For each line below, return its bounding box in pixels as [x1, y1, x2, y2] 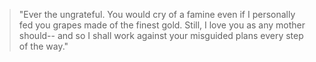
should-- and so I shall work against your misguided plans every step [18, 30, 304, 41]
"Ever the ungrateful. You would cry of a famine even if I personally [18, 9, 296, 20]
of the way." [18, 40, 69, 52]
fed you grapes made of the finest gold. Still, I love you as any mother [18, 19, 306, 31]
